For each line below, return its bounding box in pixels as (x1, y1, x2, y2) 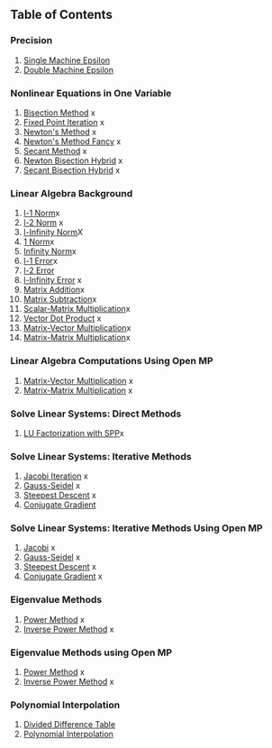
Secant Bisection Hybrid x (23, 164, 121, 175)
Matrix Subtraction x (23, 294, 97, 305)
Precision (10, 34, 53, 47)
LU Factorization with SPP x (23, 427, 124, 438)
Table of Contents (10, 7, 113, 23)
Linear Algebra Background (10, 187, 133, 199)
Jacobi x (23, 543, 56, 553)
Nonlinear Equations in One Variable (10, 87, 172, 99)
